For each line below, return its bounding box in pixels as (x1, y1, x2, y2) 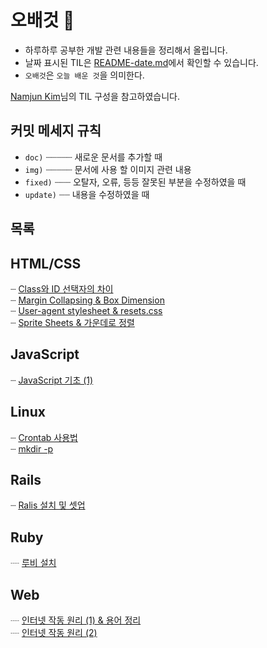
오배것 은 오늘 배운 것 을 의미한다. (24, 69, 145, 81)
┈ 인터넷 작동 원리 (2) (10, 627, 98, 639)
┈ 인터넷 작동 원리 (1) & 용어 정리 (10, 614, 142, 626)
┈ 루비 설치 (10, 557, 57, 569)
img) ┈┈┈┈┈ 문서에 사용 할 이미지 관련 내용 (24, 163, 192, 175)
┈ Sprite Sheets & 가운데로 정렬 (10, 316, 135, 328)
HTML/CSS (10, 255, 82, 272)
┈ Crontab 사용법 (10, 431, 78, 443)
